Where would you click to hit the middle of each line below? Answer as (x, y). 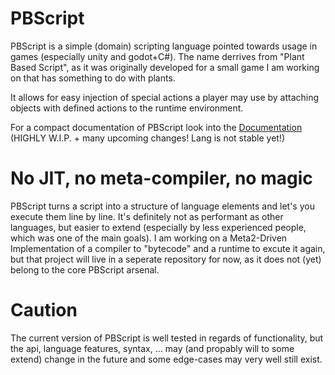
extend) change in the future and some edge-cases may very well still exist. (166, 359)
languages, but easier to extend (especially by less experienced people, (158, 227)
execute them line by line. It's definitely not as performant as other (147, 216)
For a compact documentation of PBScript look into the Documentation (156, 127)
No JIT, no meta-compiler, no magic (161, 178)
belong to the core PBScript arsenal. (85, 269)
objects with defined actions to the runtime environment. (127, 108)
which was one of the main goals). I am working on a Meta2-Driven (149, 238)
